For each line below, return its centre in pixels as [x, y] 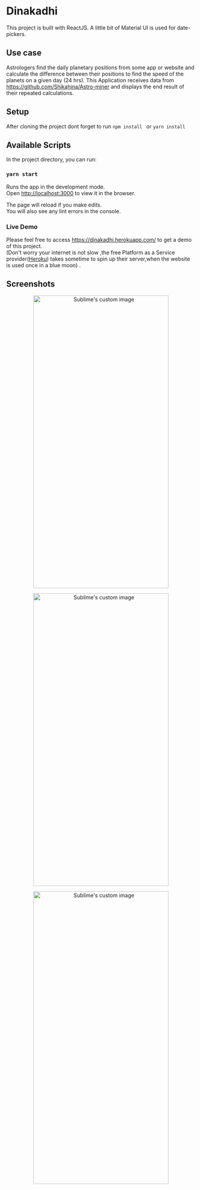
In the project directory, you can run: [51, 160]
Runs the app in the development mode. [56, 187]
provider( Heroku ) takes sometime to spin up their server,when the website [98, 259]
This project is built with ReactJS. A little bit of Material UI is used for [91, 28]
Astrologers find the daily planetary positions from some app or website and [100, 67]
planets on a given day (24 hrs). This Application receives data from [90, 80]
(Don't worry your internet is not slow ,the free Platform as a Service [91, 252]
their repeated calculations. [40, 93]
